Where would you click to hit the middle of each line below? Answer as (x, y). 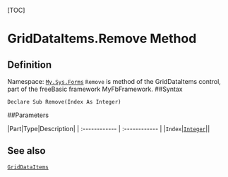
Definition (29, 65)
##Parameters (28, 115)
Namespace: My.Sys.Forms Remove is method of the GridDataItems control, (114, 81)
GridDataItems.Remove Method (102, 39)
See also (26, 151)
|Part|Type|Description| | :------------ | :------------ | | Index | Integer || (109, 129)
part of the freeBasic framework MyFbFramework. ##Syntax (95, 89)
